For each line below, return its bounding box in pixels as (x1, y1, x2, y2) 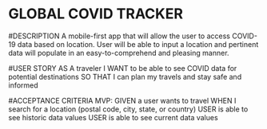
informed (8, 80, 38, 90)
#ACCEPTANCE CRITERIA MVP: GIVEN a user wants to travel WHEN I (8, 96, 237, 105)
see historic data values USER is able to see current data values (8, 112, 218, 122)
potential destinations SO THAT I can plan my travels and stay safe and (8, 72, 242, 81)
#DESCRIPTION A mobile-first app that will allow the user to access (8, 31, 230, 41)
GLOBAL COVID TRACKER (8, 5, 184, 23)
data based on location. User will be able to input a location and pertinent (17, 39, 259, 49)
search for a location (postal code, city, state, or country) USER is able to (8, 104, 249, 114)
